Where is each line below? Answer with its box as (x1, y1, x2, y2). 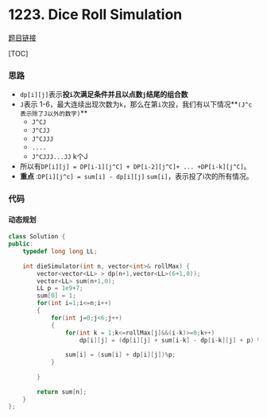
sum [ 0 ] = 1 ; (37, 292, 77, 300)
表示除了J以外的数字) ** (19, 109, 88, 118)
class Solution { (8, 233, 66, 241)
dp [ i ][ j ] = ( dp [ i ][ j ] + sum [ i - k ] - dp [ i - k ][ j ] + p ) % (79, 336, 261, 344)
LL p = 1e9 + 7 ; (37, 284, 83, 292)
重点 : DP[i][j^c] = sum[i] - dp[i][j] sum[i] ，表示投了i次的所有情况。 (19, 172, 253, 181)
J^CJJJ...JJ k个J (31, 152, 88, 161)
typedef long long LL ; (22, 248, 98, 256)
